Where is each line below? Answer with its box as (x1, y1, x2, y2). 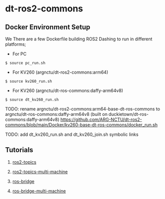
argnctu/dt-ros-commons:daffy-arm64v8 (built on (5, 111, 108, 117)
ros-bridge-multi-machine (12, 188, 66, 194)
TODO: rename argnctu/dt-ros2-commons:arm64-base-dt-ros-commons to (5, 106, 161, 112)
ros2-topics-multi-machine (12, 169, 68, 175)
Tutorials (5, 146, 33, 154)
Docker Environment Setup (5, 23, 90, 31)
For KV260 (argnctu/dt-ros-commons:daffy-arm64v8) (12, 88, 123, 94)
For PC (12, 51, 27, 57)
